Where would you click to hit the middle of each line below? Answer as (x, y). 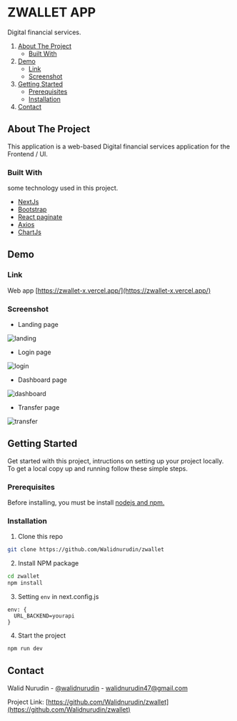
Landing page (38, 325)
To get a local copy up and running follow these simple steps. (97, 468)
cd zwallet (24, 576)
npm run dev (25, 649)
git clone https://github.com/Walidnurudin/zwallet (86, 550)
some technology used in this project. (63, 188)
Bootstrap (32, 210)
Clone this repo (40, 537)
